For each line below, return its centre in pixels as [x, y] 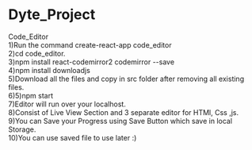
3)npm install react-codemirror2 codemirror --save [92, 62]
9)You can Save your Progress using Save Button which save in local [120, 121]
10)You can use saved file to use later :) [73, 137]
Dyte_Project [52, 15]
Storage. [22, 129]
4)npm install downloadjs [50, 70]
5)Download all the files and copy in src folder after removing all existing [126, 79]
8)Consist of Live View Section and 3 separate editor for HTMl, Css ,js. [124, 112]
